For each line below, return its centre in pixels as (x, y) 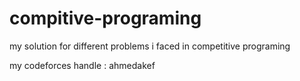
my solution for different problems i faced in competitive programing (150, 46)
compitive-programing (105, 18)
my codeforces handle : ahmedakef (82, 65)
